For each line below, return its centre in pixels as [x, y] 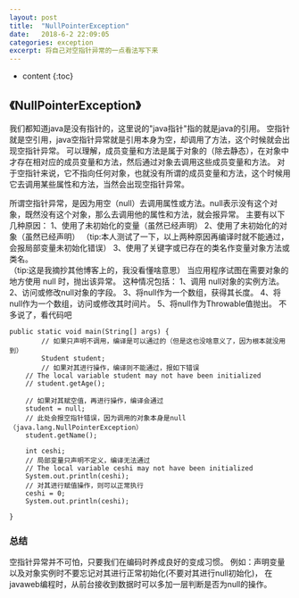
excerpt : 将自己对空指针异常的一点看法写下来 [84, 51]
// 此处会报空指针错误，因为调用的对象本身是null [106, 418]
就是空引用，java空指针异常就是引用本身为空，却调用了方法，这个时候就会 [146, 139]
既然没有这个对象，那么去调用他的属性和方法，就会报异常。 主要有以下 [155, 214]
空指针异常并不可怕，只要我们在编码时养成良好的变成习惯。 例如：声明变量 [147, 562]
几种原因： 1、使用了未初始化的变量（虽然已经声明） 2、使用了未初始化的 [145, 225]
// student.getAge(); [65, 383]
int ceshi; [46, 451]
